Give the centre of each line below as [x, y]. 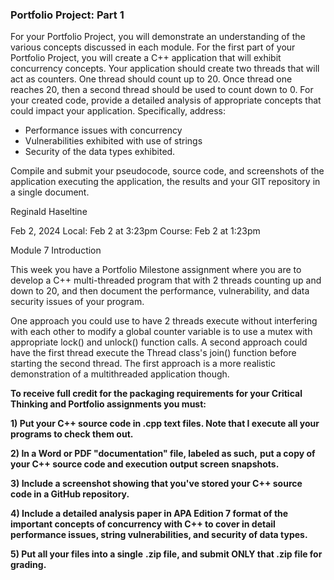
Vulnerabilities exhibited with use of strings [113, 141]
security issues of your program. [77, 302]
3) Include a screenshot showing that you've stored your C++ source [156, 484]
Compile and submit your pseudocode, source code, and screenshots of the [167, 171]
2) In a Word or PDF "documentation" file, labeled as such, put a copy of [163, 454]
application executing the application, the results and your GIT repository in [165, 182]
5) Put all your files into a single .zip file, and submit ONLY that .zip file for [166, 554]
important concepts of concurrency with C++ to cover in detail [143, 524]
